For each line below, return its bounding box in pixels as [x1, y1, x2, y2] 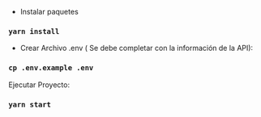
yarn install [8, 27, 60, 36]
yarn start [8, 100, 51, 109]
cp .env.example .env [8, 64, 94, 73]
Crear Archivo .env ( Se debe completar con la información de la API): [19, 44, 254, 53]
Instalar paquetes [19, 7, 79, 16]
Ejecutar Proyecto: [8, 80, 71, 90]
